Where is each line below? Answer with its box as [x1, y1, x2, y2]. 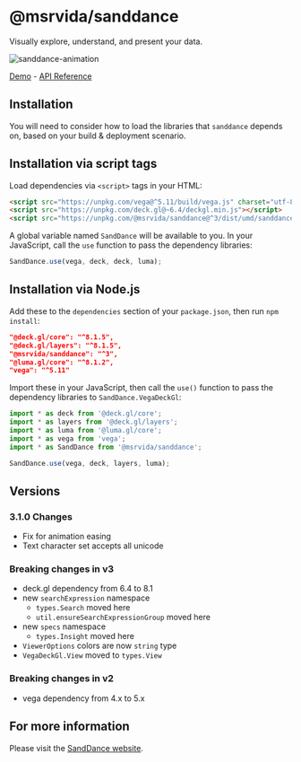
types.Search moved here [35, 602, 131, 613]
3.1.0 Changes [9, 510, 73, 522]
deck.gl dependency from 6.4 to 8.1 [21, 583, 154, 594]
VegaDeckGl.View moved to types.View [21, 650, 163, 661]
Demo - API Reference [9, 70, 92, 82]
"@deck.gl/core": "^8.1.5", [9, 332, 115, 342]
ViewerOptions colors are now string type [21, 640, 177, 652]
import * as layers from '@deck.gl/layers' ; [9, 417, 178, 427]
